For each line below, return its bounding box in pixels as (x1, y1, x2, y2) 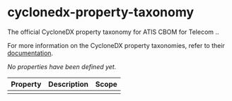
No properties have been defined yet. (7, 62, 117, 71)
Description (48, 79, 89, 89)
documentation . (7, 49, 54, 57)
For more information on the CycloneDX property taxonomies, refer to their (7, 41, 225, 49)
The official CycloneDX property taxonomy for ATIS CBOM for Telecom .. (7, 28, 219, 36)
